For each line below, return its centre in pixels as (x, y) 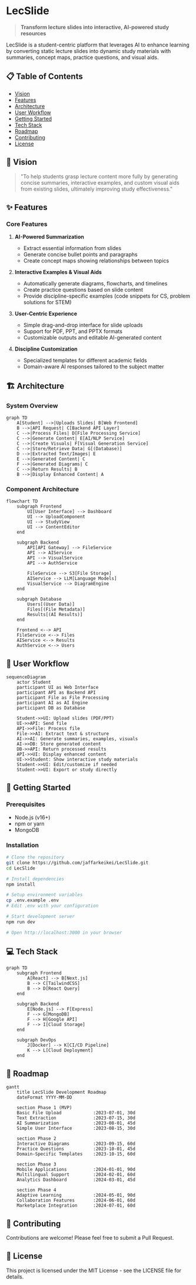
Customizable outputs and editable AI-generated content (92, 338)
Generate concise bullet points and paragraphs (80, 255)
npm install (21, 884)
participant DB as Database (51, 708)
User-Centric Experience (46, 314)
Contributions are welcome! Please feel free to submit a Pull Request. (90, 1238)
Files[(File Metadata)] (56, 610)
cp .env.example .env (33, 901)
